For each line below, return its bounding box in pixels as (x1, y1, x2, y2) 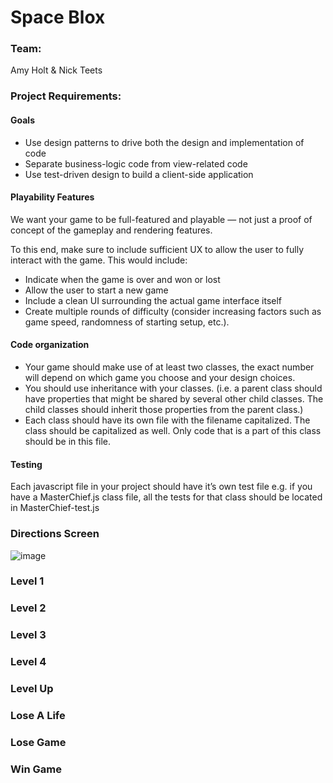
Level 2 (10, 601, 47, 615)
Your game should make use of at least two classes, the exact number (24, 361, 315, 373)
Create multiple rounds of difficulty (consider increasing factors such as (24, 305, 322, 317)
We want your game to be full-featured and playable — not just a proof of (10, 213, 313, 225)
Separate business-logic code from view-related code (24, 157, 248, 170)
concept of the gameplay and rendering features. (10, 224, 213, 236)
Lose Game (10, 735, 67, 749)
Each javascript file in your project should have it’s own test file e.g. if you (10, 481, 313, 493)
